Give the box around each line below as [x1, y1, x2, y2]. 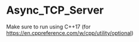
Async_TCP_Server [6, 4, 104, 17]
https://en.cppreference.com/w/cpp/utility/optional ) [6, 29, 134, 36]
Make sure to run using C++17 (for [6, 23, 91, 30]
